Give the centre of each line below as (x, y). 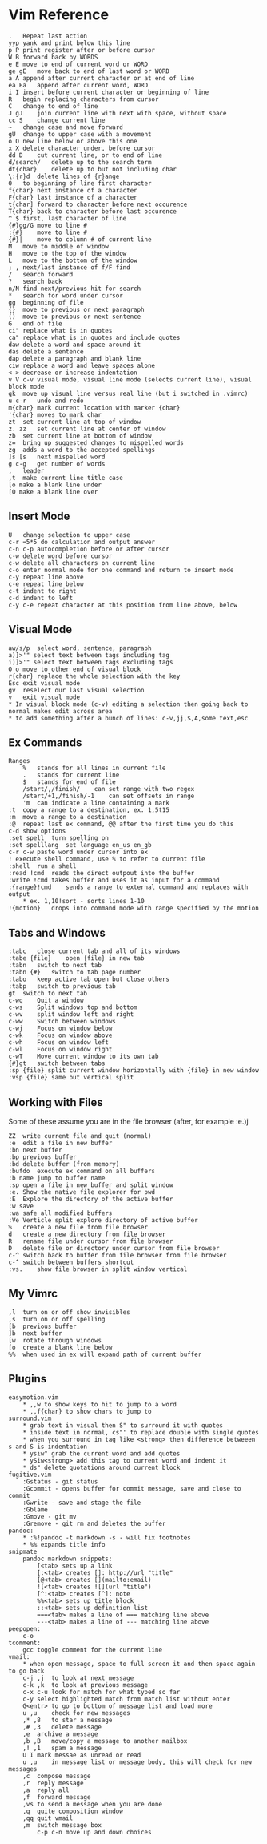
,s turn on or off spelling (57, 1319)
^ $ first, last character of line (68, 218)
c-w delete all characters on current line (82, 563)
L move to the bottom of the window (73, 260)
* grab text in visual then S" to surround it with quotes (123, 1425)
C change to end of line (53, 106)
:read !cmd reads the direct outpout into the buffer (102, 874)
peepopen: (25, 1628)
